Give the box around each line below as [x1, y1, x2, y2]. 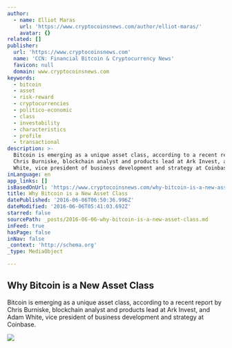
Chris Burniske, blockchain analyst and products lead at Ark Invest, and [7, 305, 211, 313]
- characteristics [13, 126, 67, 133]
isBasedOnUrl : [7, 184, 48, 191]
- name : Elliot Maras [13, 17, 76, 24]
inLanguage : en [7, 171, 51, 178]
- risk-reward [13, 94, 54, 101]
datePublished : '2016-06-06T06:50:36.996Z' [7, 196, 135, 204]
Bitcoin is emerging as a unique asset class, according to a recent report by [7, 298, 222, 306]
